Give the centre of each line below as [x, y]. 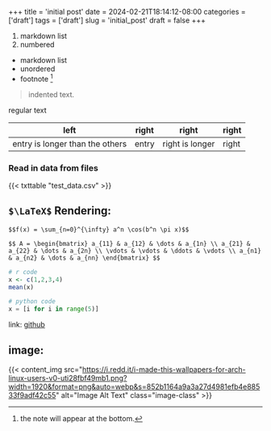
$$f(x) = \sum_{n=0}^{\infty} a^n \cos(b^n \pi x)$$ [99, 230]
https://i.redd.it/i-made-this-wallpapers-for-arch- [164, 369]
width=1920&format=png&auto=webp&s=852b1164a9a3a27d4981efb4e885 [134, 387]
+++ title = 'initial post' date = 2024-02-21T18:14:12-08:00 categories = [127, 12]
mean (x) [21, 287]
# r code [23, 272]
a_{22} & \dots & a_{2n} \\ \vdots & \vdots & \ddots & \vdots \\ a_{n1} [135, 251]
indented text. [51, 94]
